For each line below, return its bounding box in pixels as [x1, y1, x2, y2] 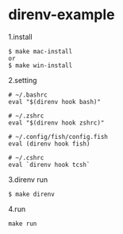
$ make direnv [8, 190, 56, 198]
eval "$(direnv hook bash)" [8, 97, 102, 105]
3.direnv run [8, 174, 48, 184]
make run [8, 220, 37, 228]
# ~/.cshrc [8, 153, 44, 161]
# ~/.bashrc [8, 90, 48, 99]
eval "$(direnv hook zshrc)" [8, 118, 105, 127]
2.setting [8, 75, 37, 85]
